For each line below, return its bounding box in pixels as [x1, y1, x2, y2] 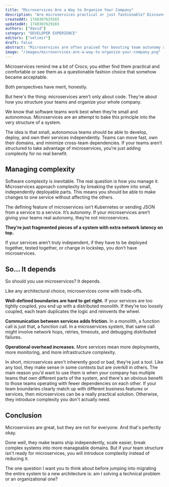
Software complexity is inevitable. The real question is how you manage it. [5, 178, 159, 184]
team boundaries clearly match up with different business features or [5, 386, 148, 392]
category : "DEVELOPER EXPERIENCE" [5, 31, 78, 36]
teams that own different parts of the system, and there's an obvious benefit [5, 375, 163, 381]
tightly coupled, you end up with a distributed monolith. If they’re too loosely [5, 303, 163, 309]
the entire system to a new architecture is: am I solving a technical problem [5, 470, 161, 476]
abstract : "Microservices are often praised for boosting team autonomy [5, 45, 161, 50]
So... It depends [5, 265, 56, 273]
